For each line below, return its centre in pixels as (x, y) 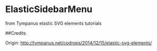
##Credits (16, 33)
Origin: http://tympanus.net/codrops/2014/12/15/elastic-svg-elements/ (78, 43)
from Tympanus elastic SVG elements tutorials (54, 23)
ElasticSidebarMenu (49, 9)
